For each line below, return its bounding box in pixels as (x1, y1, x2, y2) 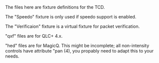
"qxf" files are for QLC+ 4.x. (5, 33, 63, 39)
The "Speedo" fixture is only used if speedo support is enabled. (5, 14, 136, 19)
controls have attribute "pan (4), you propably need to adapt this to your (5, 48, 154, 54)
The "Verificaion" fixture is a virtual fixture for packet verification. (5, 23, 140, 29)
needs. (5, 53, 19, 59)
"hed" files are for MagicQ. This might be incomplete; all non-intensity (5, 43, 149, 49)
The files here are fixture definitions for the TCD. (5, 4, 105, 10)
